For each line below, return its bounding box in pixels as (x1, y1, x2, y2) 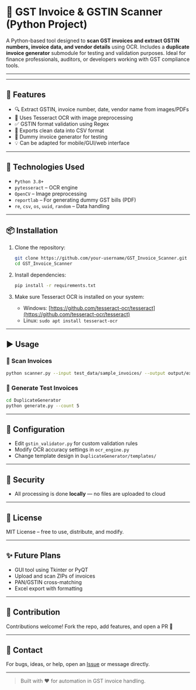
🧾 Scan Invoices (6, 357, 52, 365)
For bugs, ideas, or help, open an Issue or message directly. (6, 661, 150, 668)
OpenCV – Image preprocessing (14, 190, 87, 197)
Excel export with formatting (14, 585, 83, 592)
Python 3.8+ (14, 178, 44, 185)
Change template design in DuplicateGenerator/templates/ (14, 453, 156, 460)
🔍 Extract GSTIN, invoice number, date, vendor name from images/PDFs (14, 105, 190, 113)
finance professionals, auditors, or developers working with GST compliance (6, 56, 190, 63)
